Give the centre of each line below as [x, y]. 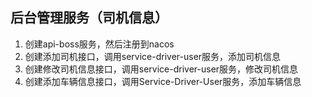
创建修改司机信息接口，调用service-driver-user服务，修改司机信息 [161, 69]
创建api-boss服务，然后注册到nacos [99, 44]
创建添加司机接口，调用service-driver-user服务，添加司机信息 [153, 56]
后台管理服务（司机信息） [89, 18]
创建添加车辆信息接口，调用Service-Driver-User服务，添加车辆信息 [163, 81]
